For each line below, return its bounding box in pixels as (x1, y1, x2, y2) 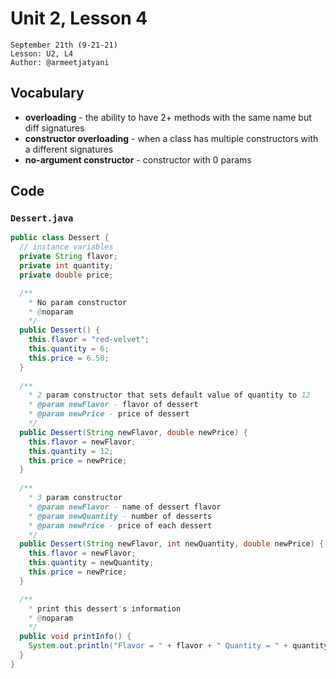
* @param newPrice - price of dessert (28, 409, 190, 419)
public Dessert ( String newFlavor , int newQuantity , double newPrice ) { (19, 539, 325, 549)
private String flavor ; (19, 252, 118, 262)
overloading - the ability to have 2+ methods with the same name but (24, 111, 312, 123)
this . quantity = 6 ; (28, 344, 110, 354)
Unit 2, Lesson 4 (10, 7, 148, 30)
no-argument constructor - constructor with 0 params (24, 153, 252, 166)
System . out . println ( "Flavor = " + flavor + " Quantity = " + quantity (28, 641, 329, 651)
